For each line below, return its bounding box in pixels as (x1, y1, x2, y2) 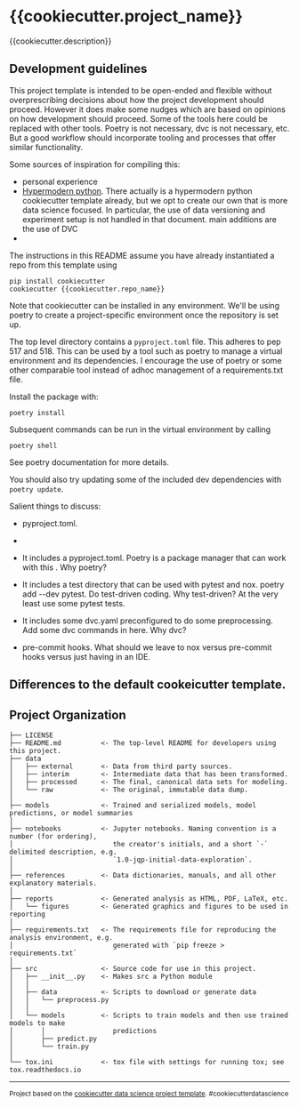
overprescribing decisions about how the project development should (9, 94, 264, 105)
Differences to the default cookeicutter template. (9, 678, 287, 693)
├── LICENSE (9, 731, 53, 740)
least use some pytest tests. (21, 598, 125, 608)
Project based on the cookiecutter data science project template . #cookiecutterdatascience (9, 1089, 289, 1098)
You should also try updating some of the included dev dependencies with (9, 474, 282, 485)
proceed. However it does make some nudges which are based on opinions (9, 104, 287, 115)
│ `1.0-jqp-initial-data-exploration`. (9, 855, 253, 864)
